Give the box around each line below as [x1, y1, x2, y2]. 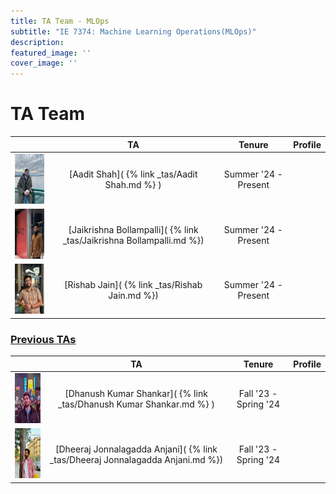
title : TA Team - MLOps [10, 16, 110, 26]
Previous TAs [10, 332, 77, 346]
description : [10, 37, 65, 47]
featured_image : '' [10, 48, 92, 58]
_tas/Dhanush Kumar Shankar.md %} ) [58, 398, 215, 410]
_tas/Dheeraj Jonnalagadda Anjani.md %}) [49, 453, 224, 465]
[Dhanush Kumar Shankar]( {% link [64, 388, 208, 400]
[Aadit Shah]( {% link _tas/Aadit [68, 168, 198, 180]
